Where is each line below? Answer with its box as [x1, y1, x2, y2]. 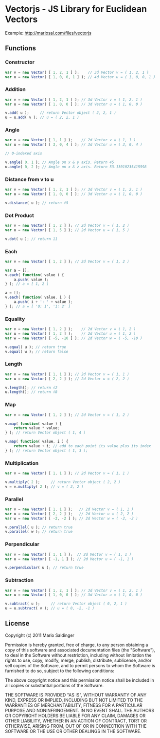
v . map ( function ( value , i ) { [5, 439, 69, 444]
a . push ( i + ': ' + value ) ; [14, 300, 73, 304]
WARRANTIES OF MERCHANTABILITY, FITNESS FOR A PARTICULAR [5, 702, 142, 708]
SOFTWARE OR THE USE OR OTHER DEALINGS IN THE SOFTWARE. [5, 728, 142, 734]
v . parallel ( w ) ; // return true [5, 529, 73, 534]
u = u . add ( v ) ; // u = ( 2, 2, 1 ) [5, 115, 79, 120]
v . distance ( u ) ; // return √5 [5, 200, 69, 205]
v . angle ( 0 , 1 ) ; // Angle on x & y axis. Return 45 [5, 160, 114, 165]
